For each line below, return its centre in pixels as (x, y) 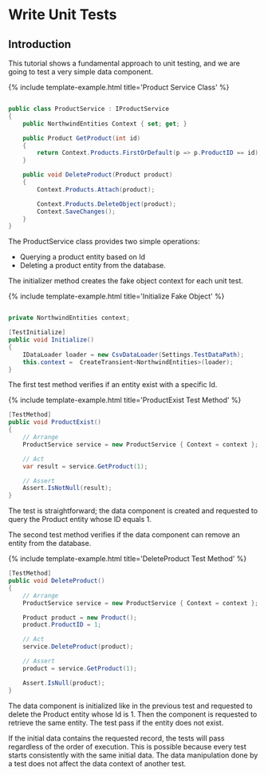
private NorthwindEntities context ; (69, 318)
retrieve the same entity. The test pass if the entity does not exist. (116, 722)
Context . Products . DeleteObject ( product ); (107, 204)
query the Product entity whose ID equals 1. (80, 520)
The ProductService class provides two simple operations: (104, 242)
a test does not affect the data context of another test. (97, 763)
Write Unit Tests (63, 15)
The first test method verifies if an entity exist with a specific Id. (113, 385)
